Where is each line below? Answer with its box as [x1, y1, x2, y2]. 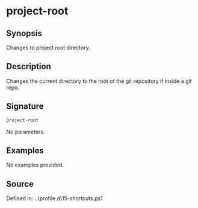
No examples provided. [6, 161, 64, 169]
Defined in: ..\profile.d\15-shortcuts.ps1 [6, 195, 104, 202]
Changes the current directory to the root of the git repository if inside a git [6, 77, 192, 85]
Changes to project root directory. [6, 44, 90, 51]
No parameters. [6, 128, 45, 135]
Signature [6, 101, 44, 112]
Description [6, 61, 51, 72]
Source [6, 179, 34, 189]
